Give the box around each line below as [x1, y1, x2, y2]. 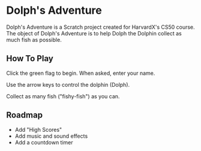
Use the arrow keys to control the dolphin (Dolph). [6, 81, 130, 88]
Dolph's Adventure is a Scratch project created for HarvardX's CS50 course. [6, 23, 195, 31]
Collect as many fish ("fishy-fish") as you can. [6, 92, 120, 99]
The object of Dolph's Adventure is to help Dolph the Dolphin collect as [6, 29, 182, 37]
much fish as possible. [6, 36, 62, 43]
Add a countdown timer [14, 138, 73, 146]
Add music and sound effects [14, 132, 88, 140]
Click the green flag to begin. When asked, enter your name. [6, 70, 155, 77]
